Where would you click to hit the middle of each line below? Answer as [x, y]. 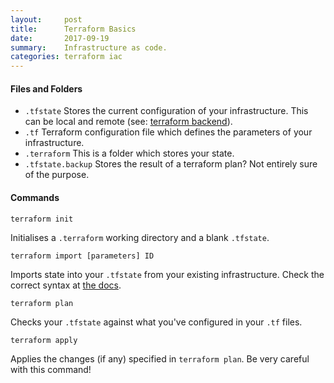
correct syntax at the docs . [66, 285]
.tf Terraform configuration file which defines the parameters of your [168, 132]
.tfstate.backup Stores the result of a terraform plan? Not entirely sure [171, 164]
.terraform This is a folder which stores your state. [129, 153]
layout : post [46, 19]
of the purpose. [57, 175]
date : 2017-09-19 [60, 38]
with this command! [51, 369]
